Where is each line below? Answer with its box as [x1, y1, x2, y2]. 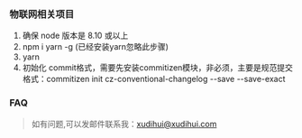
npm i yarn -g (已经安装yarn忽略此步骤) [22, 41, 169, 52]
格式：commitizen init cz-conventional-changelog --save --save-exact [22, 74, 286, 85]
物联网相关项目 [9, 7, 75, 20]
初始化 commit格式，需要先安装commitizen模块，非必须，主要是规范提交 [22, 62, 293, 73]
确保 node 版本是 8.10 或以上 [22, 30, 129, 41]
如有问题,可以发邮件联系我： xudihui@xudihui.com [31, 118, 217, 129]
